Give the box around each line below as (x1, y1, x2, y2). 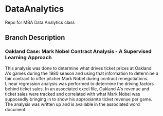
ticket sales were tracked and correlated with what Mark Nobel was (5, 91, 140, 97)
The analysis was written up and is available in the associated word (5, 101, 140, 107)
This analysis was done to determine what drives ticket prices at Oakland (5, 65, 152, 71)
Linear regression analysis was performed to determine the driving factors (5, 81, 154, 86)
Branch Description (5, 33, 65, 42)
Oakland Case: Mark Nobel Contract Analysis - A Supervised (5, 48, 152, 55)
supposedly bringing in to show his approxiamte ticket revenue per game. (5, 96, 152, 102)
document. (5, 106, 27, 112)
